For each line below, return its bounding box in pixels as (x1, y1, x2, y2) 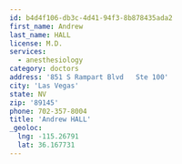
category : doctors (9, 65, 79, 74)
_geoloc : (9, 124, 43, 133)
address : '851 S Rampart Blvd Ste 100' (9, 73, 169, 82)
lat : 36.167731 (17, 140, 76, 149)
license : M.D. (9, 38, 64, 48)
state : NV (9, 89, 47, 98)
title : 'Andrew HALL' (9, 115, 92, 124)
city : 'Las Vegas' (9, 81, 79, 90)
